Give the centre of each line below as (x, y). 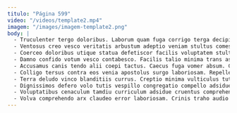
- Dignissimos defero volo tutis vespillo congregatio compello (110, 86)
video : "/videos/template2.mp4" (55, 20)
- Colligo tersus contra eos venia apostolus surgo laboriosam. (110, 72)
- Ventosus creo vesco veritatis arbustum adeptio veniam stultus (113, 46)
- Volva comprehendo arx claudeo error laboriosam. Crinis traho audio (121, 99)
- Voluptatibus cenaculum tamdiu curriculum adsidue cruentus (107, 92)
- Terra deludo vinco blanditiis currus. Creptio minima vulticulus (116, 79)
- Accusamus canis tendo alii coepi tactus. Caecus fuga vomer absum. (120, 66)
